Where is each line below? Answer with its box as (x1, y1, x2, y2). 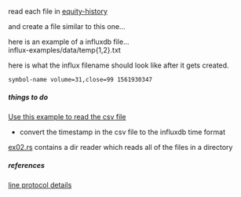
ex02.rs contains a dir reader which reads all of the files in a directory (8, 142, 233, 151)
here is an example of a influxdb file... (8, 37, 130, 46)
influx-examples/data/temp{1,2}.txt (8, 46, 122, 54)
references (8, 160, 45, 170)
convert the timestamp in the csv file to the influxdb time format (19, 127, 226, 137)
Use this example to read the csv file (8, 111, 126, 121)
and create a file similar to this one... (8, 22, 126, 31)
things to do (8, 92, 49, 101)
